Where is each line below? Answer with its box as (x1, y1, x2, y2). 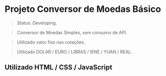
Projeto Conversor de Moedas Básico (4, 3, 161, 15)
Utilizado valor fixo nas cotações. (16, 39, 85, 45)
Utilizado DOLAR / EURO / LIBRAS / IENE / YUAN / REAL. (16, 49, 133, 55)
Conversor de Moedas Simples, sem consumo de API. (16, 29, 128, 35)
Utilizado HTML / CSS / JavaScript (4, 63, 112, 72)
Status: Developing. (16, 20, 57, 26)
